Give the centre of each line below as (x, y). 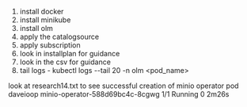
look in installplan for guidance (70, 53)
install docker (42, 11)
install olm (36, 28)
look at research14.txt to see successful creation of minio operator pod (123, 86)
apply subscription (50, 45)
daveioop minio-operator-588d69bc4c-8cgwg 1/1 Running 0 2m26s (119, 94)
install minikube (45, 20)
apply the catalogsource (59, 36)
